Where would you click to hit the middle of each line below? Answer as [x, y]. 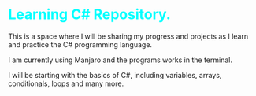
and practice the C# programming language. [80, 44]
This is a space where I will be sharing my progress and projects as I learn [128, 36]
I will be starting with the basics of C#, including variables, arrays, [115, 75]
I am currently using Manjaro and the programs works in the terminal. [120, 60]
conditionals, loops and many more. [66, 83]
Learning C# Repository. [89, 15]
